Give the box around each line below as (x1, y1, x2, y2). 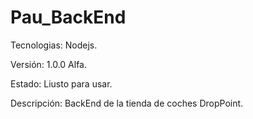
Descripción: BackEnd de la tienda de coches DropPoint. (10, 97, 244, 109)
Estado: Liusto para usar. (10, 77, 113, 90)
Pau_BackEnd (10, 6, 127, 29)
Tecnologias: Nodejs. (10, 39, 98, 51)
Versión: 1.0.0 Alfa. (10, 58, 88, 70)
